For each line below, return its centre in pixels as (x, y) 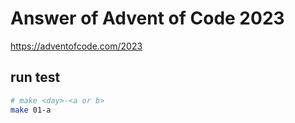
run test (35, 77)
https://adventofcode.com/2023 (76, 46)
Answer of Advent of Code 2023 (147, 18)
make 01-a (31, 110)
